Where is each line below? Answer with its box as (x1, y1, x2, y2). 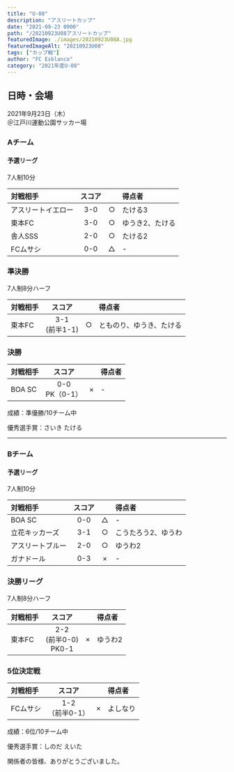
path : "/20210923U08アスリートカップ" (7, 29, 111, 37)
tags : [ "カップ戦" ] (7, 50, 60, 57)
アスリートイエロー (10, 205, 74, 214)
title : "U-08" (7, 10, 49, 17)
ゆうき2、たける (122, 218, 176, 228)
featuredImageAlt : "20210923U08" (7, 43, 104, 50)
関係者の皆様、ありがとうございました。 (7, 757, 123, 765)
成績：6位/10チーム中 (7, 727, 68, 736)
